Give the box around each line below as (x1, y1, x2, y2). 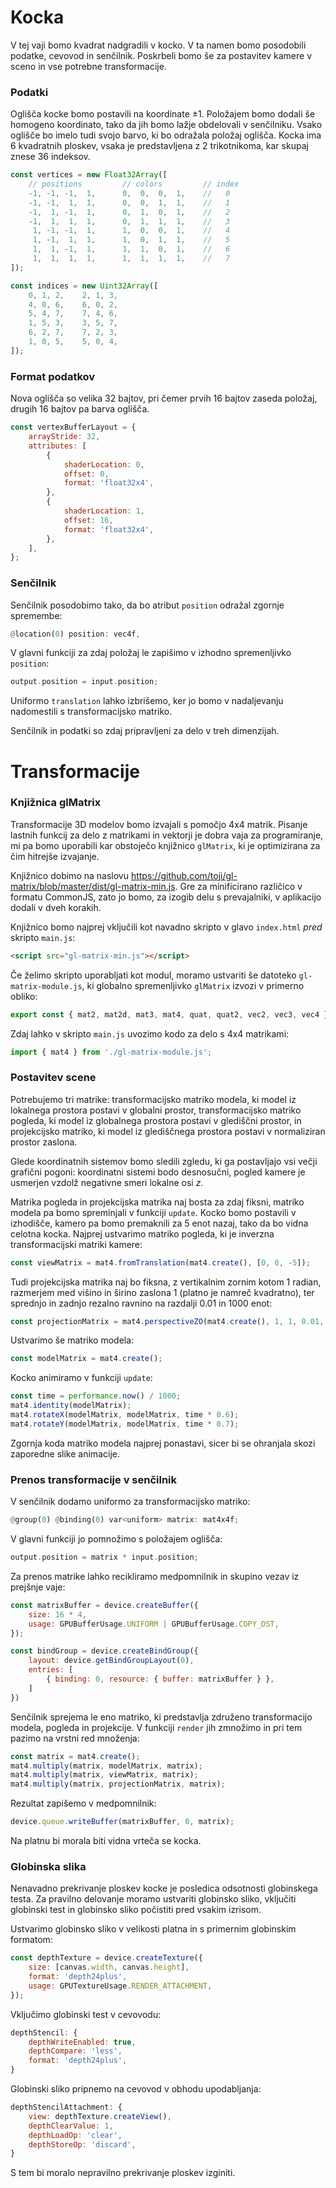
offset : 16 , (63, 515, 114, 525)
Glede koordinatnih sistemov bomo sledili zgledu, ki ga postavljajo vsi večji (10, 1155, 318, 1167)
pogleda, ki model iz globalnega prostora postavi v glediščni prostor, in (10, 1114, 302, 1126)
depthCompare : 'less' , (28, 2046, 123, 2056)
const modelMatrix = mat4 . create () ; (10, 1354, 163, 1364)
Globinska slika (10, 1859, 87, 1873)
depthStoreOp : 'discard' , (28, 2139, 137, 2150)
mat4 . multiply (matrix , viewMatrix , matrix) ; (10, 1770, 199, 1780)
